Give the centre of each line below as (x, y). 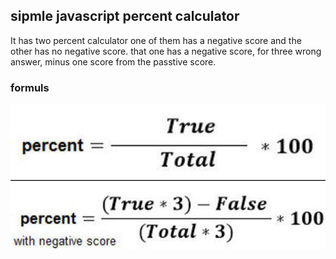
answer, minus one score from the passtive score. (113, 61)
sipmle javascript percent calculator (125, 16)
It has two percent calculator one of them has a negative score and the (156, 40)
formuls (30, 87)
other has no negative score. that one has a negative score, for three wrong (166, 51)
